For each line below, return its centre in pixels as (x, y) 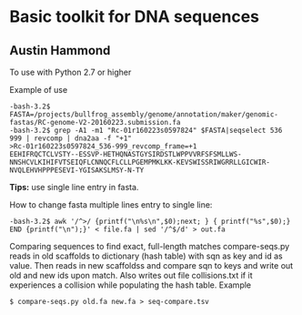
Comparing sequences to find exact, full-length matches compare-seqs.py (150, 246)
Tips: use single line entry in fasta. (74, 187)
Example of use (39, 90)
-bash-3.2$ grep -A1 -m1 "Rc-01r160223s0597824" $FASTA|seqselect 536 (146, 130)
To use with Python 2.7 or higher (70, 72)
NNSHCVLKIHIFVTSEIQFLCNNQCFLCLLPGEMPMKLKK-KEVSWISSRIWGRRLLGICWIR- (140, 162)
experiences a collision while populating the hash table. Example (131, 285)
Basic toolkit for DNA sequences (135, 17)
